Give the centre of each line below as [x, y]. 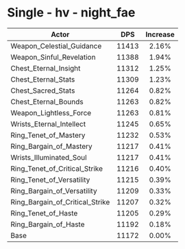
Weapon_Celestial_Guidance [56, 46]
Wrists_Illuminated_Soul [49, 157]
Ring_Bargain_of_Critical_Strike [60, 202]
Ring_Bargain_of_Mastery [51, 146]
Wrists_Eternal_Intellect [48, 123]
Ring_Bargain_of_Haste [48, 224]
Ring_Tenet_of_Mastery [48, 135]
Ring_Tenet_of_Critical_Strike [57, 168]
